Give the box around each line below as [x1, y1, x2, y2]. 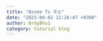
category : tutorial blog [6, 25, 70, 32]
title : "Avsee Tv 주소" [6, 8, 64, 15]
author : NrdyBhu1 [6, 20, 51, 26]
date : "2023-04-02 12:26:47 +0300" [6, 14, 97, 20]
